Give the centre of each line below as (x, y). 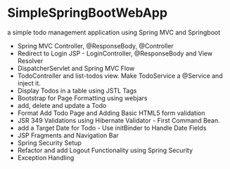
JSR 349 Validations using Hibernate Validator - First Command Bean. (119, 120)
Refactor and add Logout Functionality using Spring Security (105, 150)
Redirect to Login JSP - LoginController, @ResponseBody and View (115, 53)
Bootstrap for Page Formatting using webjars (82, 98)
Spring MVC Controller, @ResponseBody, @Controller (95, 46)
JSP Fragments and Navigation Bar (68, 135)
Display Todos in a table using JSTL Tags (77, 90)
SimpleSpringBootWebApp (87, 13)
